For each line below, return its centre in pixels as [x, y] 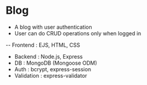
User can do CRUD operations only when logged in [78, 33]
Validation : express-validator [51, 75]
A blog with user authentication [53, 27]
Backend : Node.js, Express [48, 56]
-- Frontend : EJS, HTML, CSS [43, 45]
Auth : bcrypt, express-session [53, 69]
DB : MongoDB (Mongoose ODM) [56, 63]
